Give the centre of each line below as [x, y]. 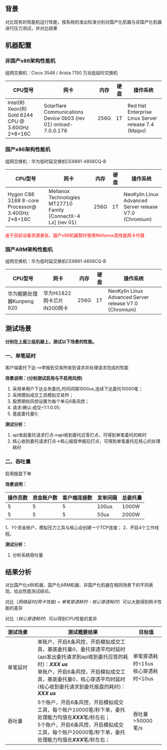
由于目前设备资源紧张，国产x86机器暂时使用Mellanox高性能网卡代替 [75, 235]
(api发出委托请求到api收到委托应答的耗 [83, 657]
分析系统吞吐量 [28, 555]
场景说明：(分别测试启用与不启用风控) [44, 378]
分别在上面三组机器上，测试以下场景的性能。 [51, 341]
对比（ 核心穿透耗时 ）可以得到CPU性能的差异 [51, 619]
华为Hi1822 [57, 293]
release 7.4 [141, 124]
